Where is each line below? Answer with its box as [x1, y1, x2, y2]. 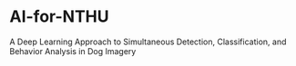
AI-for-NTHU [9, 6, 109, 27]
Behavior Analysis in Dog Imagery [9, 45, 137, 56]
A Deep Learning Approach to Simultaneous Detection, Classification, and [9, 36, 287, 47]
